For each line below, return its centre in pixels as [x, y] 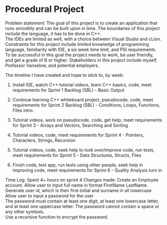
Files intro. [23, 110]
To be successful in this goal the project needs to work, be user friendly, [80, 55]
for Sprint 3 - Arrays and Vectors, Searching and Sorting [70, 125]
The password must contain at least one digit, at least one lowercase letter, [82, 201]
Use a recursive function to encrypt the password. [57, 217]
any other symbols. [25, 212]
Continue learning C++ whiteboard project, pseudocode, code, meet [83, 100]
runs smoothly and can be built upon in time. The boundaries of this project [83, 28]
